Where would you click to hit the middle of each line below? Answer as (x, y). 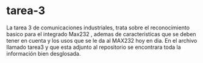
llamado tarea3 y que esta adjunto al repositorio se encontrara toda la (94, 47)
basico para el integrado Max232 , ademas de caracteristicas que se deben (101, 34)
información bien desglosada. (44, 53)
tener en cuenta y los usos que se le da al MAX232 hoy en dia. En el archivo (102, 40)
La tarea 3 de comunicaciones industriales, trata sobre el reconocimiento (98, 28)
